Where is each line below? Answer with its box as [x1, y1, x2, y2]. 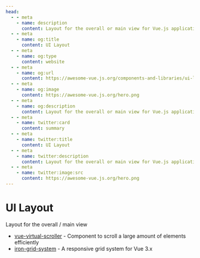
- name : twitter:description [16, 153, 89, 159]
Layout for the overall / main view [5, 220, 88, 228]
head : [5, 8, 19, 15]
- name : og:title [16, 36, 60, 42]
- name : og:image [16, 87, 60, 93]
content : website [21, 59, 65, 64]
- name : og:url [16, 70, 54, 76]
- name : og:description [16, 103, 76, 109]
